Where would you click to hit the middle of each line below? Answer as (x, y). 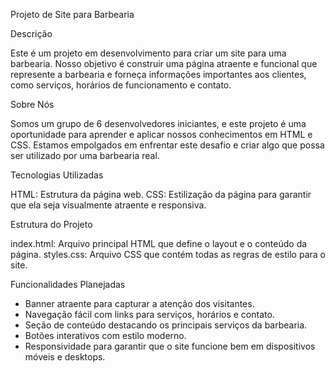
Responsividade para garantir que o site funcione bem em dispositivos (170, 346)
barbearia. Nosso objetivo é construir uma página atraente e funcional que (164, 63)
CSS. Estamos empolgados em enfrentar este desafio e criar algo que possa (167, 145)
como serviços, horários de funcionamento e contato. (121, 85)
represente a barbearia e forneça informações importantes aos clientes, (158, 74)
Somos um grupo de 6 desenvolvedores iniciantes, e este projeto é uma (158, 123)
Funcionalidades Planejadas (68, 284)
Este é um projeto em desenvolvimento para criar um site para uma (148, 53)
